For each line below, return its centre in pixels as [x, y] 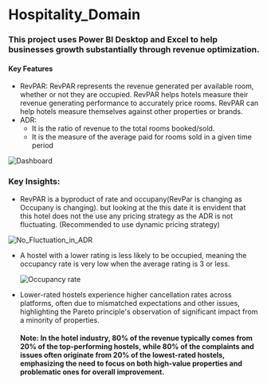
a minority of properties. [59, 319]
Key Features [31, 69]
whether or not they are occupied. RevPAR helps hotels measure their [134, 95]
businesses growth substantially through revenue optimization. [134, 49]
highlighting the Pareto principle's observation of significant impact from [139, 312]
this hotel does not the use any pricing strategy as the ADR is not [126, 216]
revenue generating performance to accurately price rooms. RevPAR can [139, 103]
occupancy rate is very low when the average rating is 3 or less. [125, 264]
